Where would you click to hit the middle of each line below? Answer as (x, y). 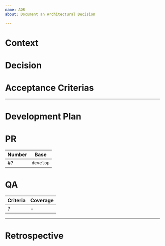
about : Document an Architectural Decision (50, 14)
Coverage (42, 200)
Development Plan (43, 117)
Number (17, 154)
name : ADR (15, 10)
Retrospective (34, 236)
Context (22, 43)
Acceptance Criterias (50, 88)
